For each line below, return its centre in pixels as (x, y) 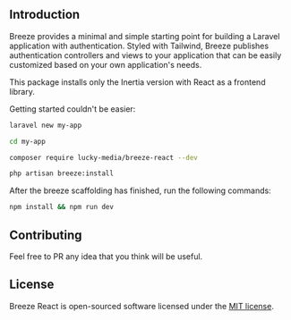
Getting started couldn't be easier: (73, 109)
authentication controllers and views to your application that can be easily (145, 55)
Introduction (45, 15)
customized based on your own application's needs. (106, 64)
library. (22, 91)
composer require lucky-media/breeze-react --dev (104, 157)
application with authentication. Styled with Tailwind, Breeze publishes (139, 46)
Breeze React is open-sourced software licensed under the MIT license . (142, 306)
